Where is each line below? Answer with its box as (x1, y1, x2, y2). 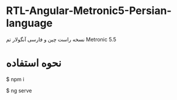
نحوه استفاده (6, 57, 62, 70)
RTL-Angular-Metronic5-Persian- (6, 4, 172, 18)
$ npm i (6, 75, 25, 82)
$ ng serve (6, 87, 32, 94)
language (6, 16, 53, 30)
